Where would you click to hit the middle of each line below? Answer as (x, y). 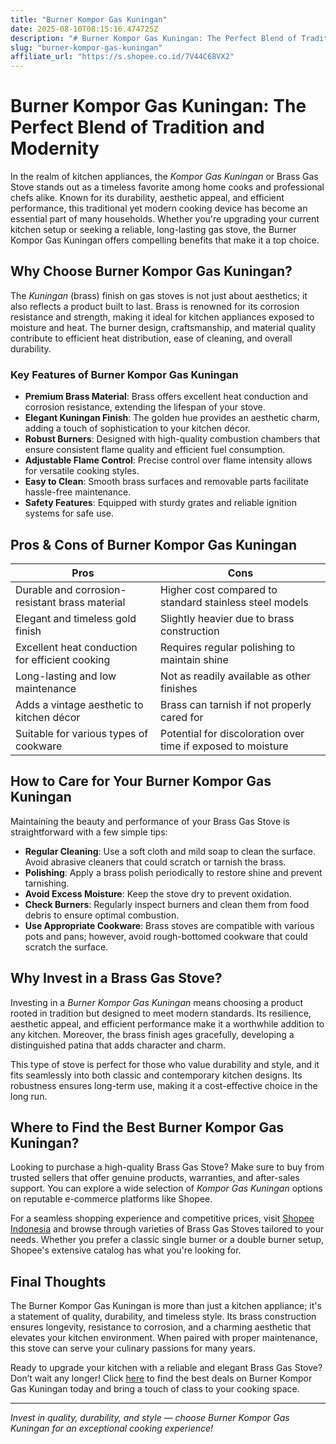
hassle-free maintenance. (78, 492)
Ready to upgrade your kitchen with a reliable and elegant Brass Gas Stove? (166, 1368)
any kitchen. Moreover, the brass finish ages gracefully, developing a (152, 1034)
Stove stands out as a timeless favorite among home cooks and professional (167, 187)
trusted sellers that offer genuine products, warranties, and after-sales (155, 1178)
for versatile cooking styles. (82, 471)
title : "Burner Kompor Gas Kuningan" (89, 19)
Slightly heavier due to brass (227, 618)
